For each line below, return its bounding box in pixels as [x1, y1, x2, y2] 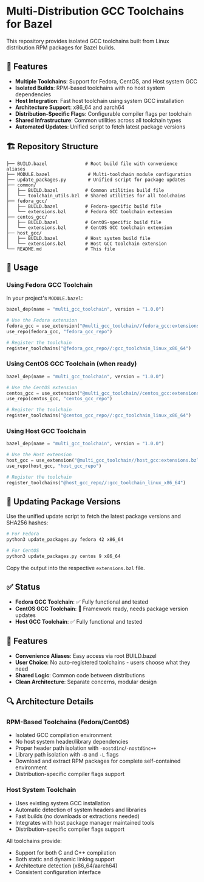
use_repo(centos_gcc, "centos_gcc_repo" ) [6, 396, 113, 402]
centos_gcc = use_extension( [6, 390, 80, 397]
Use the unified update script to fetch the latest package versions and [6, 513, 181, 520]
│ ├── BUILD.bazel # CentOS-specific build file [6, 219, 162, 225]
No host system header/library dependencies [15, 738, 129, 746]
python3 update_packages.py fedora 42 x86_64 [6, 537, 123, 543]
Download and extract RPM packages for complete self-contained [15, 757, 181, 765]
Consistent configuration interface [15, 868, 101, 875]
